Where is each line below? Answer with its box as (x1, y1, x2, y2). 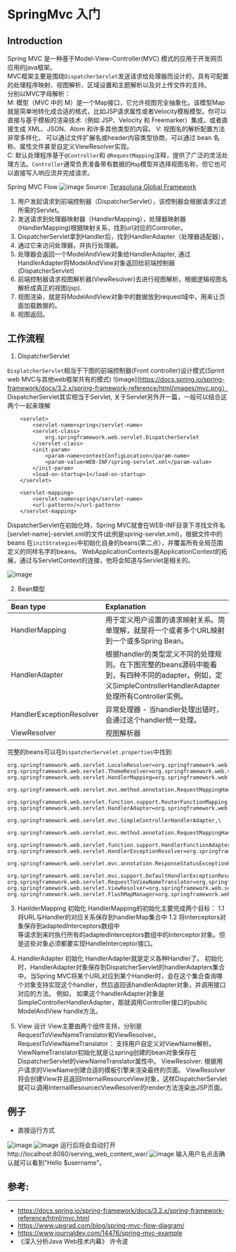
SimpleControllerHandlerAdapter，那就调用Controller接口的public (17, 998, 208, 1006)
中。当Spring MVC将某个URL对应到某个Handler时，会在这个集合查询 (17, 972, 217, 980)
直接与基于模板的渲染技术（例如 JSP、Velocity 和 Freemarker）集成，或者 (7, 116, 223, 124)
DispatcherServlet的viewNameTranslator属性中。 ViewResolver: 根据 (17, 1057, 217, 1065)
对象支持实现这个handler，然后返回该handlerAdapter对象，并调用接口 (23, 980, 226, 988)
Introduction (7, 34, 63, 46)
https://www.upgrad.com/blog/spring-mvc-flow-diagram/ (17, 1221, 185, 1230)
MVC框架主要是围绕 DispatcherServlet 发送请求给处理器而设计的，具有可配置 (7, 72, 229, 80)
